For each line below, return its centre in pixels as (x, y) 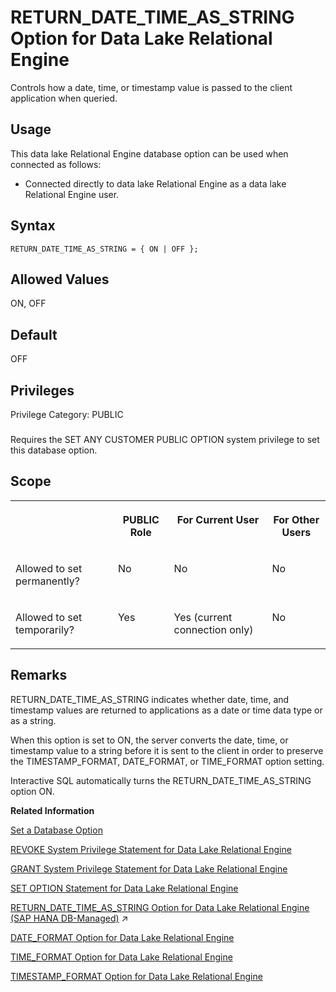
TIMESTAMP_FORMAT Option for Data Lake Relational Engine (136, 976)
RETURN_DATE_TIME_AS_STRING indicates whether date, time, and (150, 699)
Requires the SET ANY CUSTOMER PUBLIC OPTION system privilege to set (165, 439)
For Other (296, 519)
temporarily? (45, 629)
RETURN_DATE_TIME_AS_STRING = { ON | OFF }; (104, 249)
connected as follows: (56, 164)
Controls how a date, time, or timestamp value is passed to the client (151, 87)
